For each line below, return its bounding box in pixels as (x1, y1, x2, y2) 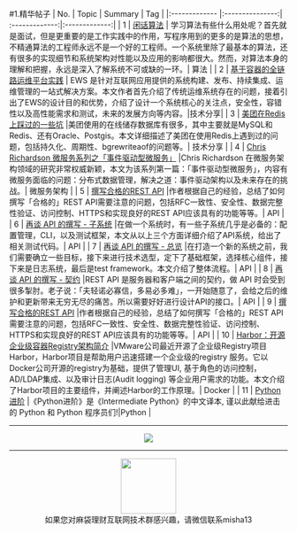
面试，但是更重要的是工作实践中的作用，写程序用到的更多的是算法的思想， (16, 31, 288, 41)
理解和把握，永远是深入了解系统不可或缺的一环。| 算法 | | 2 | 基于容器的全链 (9, 64, 286, 74)
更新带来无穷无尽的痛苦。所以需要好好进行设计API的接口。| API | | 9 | (24, 297, 277, 306)
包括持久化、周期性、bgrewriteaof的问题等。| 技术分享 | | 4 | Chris (24, 142, 267, 151)
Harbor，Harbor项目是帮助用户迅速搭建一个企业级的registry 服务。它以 (9, 351, 269, 362)
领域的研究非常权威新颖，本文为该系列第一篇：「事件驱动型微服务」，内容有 (16, 164, 288, 174)
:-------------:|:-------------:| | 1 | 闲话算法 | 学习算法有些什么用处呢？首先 (9, 19, 280, 30)
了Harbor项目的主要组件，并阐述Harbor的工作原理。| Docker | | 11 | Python (9, 385, 281, 395)
